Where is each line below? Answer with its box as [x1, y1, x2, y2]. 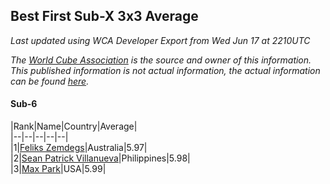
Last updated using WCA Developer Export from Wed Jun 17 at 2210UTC [10, 34, 311, 46]
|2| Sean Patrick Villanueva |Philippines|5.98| [10, 152, 191, 164]
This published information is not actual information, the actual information [10, 64, 321, 76]
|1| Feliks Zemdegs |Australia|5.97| [10, 142, 148, 154]
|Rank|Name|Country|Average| [10, 120, 138, 133]
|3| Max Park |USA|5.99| [10, 163, 107, 175]
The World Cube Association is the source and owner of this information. [10, 54, 312, 66]
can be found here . [10, 75, 90, 87]
